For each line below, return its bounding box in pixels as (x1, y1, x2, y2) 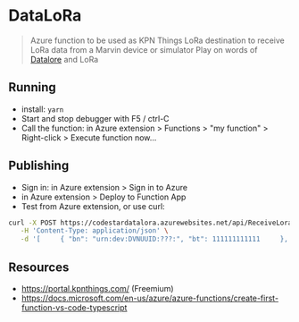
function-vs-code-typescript (21, 302, 128, 313)
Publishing (8, 158, 70, 174)
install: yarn (21, 104, 64, 114)
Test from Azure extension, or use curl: (21, 200, 166, 211)
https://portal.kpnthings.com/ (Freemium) (21, 284, 175, 293)
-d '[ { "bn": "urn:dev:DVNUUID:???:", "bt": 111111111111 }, (20, 234, 289, 244)
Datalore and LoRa (29, 54, 99, 64)
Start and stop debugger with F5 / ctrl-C (21, 113, 170, 123)
